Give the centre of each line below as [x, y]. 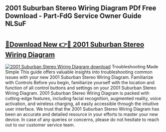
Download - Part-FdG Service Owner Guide [73, 16]
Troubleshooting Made [135, 66]
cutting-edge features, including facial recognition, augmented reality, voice [83, 98]
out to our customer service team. [40, 125]
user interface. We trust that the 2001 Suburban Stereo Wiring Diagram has [82, 109]
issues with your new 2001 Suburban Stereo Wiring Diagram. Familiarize [79, 77]
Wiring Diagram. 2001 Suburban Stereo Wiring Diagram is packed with [77, 93]
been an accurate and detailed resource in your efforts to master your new [82, 114]
